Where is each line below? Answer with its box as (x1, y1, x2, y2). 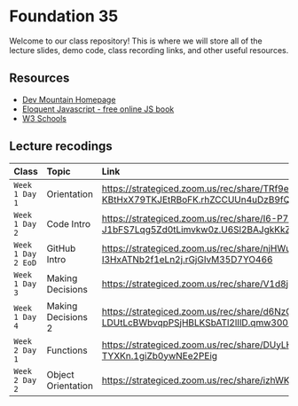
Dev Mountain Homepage (21, 94, 116, 105)
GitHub (46, 242, 76, 254)
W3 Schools (21, 113, 67, 123)
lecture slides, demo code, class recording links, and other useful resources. (9, 44, 289, 55)
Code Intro (46, 217, 91, 230)
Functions (46, 344, 88, 356)
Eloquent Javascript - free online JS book (21, 104, 175, 114)
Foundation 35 (9, 6, 119, 27)
